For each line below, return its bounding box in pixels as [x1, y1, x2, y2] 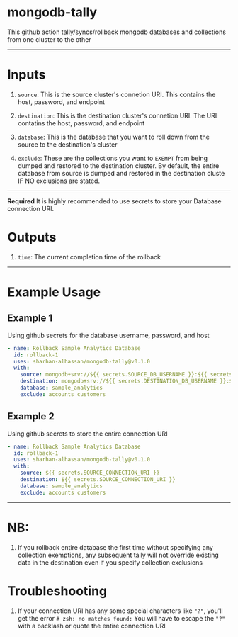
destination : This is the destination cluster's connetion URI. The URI [17, 111, 217, 120]
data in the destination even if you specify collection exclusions [17, 558, 203, 567]
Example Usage [7, 284, 101, 300]
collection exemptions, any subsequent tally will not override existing [17, 551, 220, 559]
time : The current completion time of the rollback [17, 252, 161, 261]
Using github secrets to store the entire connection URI [7, 429, 168, 438]
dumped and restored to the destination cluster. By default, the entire [17, 161, 220, 170]
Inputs [7, 67, 46, 83]
